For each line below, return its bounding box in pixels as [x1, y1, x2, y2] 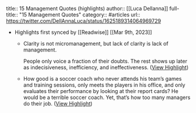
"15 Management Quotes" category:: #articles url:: [19, 11, 140, 18]
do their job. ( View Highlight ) [23, 100, 92, 107]
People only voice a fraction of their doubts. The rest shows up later [23, 58, 187, 64]
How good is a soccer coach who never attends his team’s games [23, 76, 182, 82]
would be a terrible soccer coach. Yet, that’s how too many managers [23, 94, 191, 101]
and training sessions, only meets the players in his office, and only [23, 81, 185, 88]
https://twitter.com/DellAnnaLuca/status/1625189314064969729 [6, 18, 161, 24]
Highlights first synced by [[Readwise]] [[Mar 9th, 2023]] [14, 29, 152, 36]
